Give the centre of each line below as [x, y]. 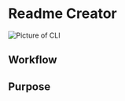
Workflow [33, 60]
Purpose [29, 87]
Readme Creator [63, 14]
